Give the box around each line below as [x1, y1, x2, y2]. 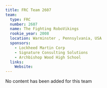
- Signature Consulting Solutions [14, 50, 88, 55]
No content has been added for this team [5, 78, 92, 84]
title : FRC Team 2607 [5, 7, 52, 13]
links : [10, 60, 24, 65]
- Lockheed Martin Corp [14, 45, 66, 50]
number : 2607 [10, 21, 38, 27]
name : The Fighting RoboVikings [10, 26, 79, 32]
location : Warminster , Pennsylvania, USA [10, 36, 102, 41]
